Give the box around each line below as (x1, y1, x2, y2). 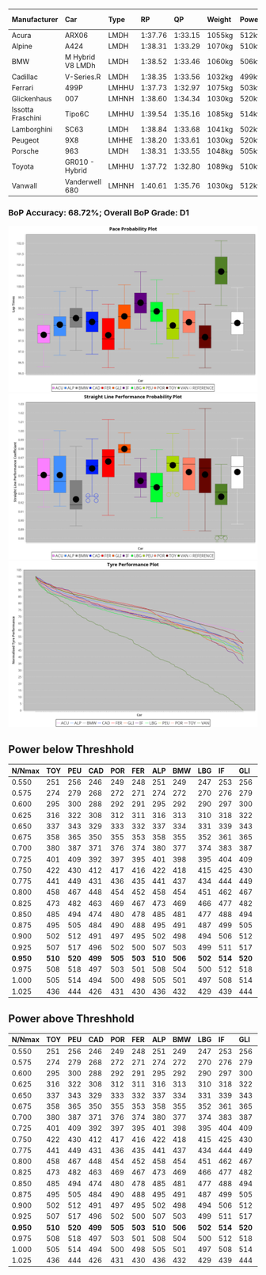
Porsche (11, 147, 40, 155)
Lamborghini (11, 124, 53, 134)
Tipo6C (64, 108, 89, 119)
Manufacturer (11, 15, 59, 24)
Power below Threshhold (8, 742, 135, 756)
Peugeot (11, 135, 40, 145)
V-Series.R (64, 72, 101, 82)
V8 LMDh (64, 61, 96, 70)
